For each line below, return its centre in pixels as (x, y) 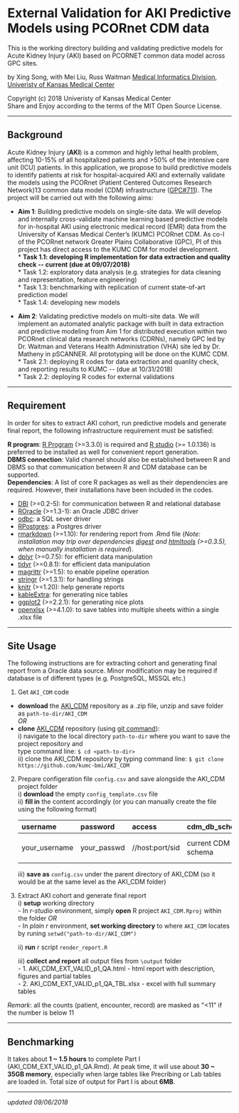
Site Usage (32, 646)
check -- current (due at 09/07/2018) (74, 264)
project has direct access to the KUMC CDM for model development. (118, 249)
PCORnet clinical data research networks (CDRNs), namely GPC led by (121, 338)
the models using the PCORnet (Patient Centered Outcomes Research (110, 182)
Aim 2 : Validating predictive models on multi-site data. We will (108, 316)
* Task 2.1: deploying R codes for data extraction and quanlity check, (118, 361)
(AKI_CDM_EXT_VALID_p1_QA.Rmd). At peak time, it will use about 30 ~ (111, 1067)
